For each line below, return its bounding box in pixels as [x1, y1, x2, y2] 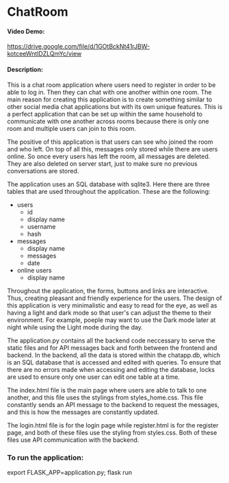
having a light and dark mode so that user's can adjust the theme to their [7, 308, 212, 317]
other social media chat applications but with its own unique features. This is [7, 102, 223, 110]
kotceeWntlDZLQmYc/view [7, 49, 82, 58]
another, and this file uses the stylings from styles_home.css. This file [7, 393, 204, 401]
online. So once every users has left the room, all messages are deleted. [7, 152, 211, 160]
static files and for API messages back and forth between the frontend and [7, 343, 217, 351]
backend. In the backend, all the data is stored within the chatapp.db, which [7, 351, 221, 359]
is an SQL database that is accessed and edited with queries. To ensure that [7, 358, 221, 367]
